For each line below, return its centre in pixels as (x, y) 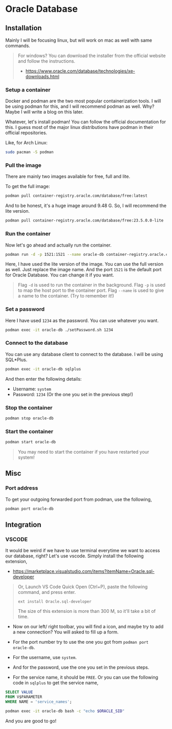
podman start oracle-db (31, 442)
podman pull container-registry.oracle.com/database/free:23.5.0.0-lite (84, 221)
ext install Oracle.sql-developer (55, 602)
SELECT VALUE (19, 692)
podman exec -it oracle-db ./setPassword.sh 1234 (59, 330)
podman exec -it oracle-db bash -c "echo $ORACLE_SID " (65, 711)
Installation (24, 28)
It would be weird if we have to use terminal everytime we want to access (83, 551)
